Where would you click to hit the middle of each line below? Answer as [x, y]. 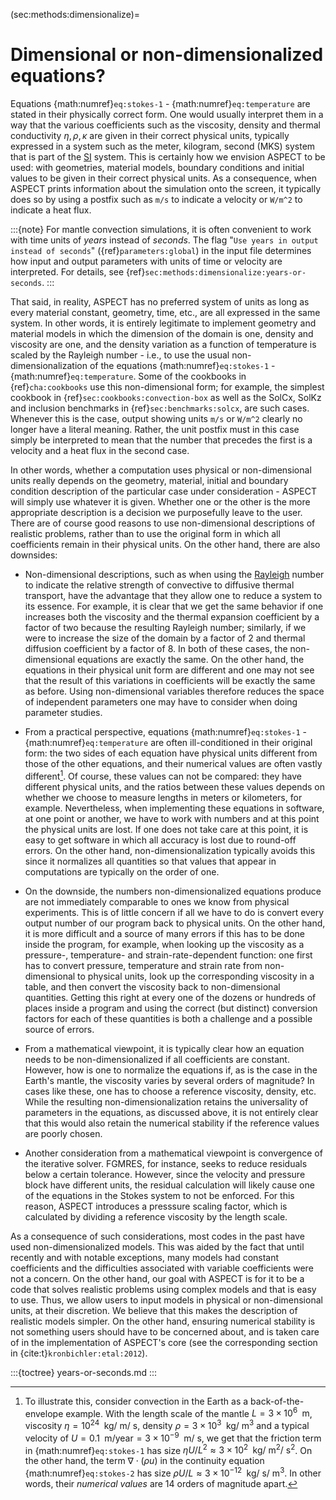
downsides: [34, 555]
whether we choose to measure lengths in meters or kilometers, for [163, 797]
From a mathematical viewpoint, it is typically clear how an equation [164, 1048]
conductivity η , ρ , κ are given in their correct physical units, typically [150, 135]
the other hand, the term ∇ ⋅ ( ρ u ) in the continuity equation [144, 1461]
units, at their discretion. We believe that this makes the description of [154, 1310]
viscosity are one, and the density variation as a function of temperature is [163, 344]
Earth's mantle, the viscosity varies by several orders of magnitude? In [169, 1080]
